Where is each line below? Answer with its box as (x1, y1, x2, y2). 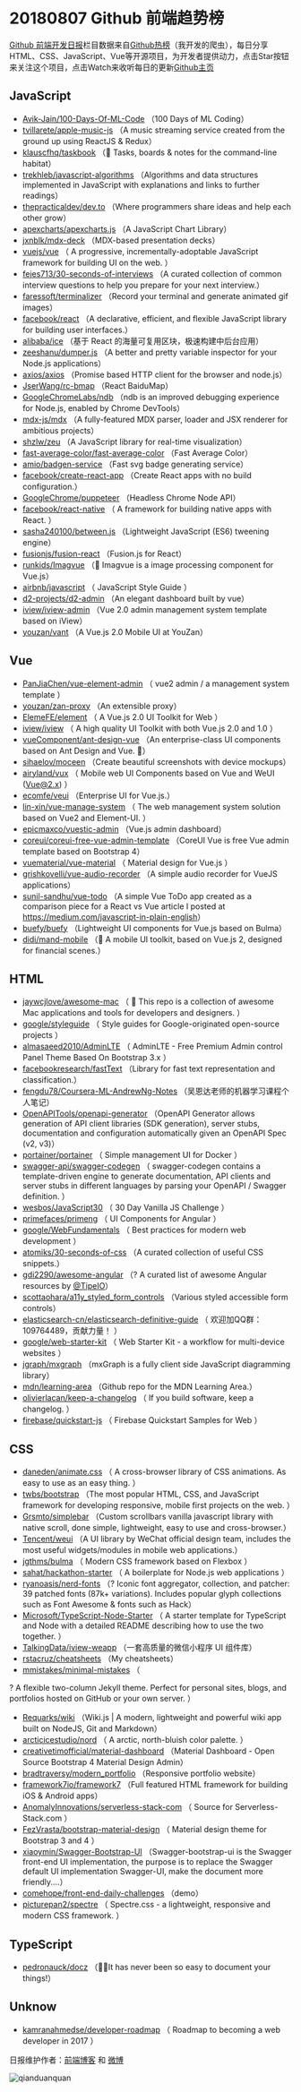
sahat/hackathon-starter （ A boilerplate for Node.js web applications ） (21, 1567, 289, 1578)
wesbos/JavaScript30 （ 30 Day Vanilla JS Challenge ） (21, 1202, 229, 1213)
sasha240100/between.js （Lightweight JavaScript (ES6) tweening (21, 526, 270, 536)
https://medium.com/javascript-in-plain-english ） (21, 911, 206, 922)
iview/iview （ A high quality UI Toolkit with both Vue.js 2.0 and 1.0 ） (21, 723, 278, 733)
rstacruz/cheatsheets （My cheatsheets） (21, 1653, 179, 1664)
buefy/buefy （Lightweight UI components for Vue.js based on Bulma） (21, 922, 287, 933)
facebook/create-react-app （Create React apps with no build (21, 469, 253, 480)
